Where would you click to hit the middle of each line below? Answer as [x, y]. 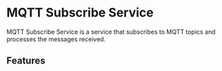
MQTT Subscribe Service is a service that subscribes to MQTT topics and [111, 32]
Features [26, 61]
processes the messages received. [56, 39]
